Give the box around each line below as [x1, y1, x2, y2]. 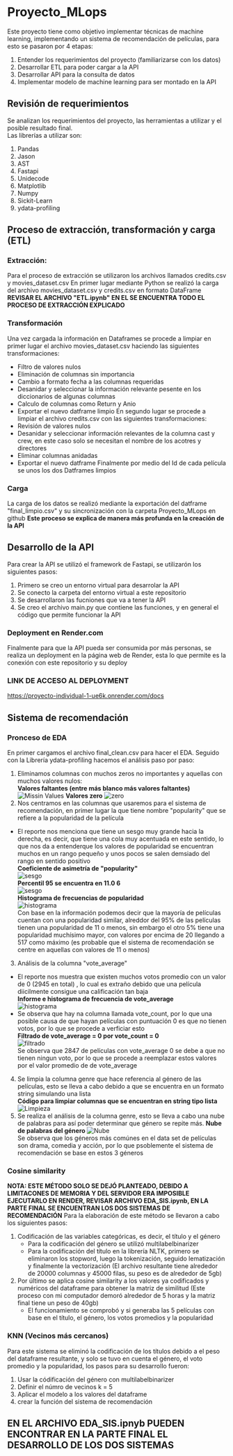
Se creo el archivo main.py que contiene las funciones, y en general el [17, 603, 219, 611]
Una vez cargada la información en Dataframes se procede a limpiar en [7, 334, 211, 342]
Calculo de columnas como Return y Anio [17, 399, 136, 408]
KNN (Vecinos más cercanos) [7, 1331, 109, 1340]
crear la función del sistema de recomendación [17, 1397, 153, 1406]
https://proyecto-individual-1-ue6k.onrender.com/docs [7, 692, 165, 700]
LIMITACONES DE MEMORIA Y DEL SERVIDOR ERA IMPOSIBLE [7, 1189, 190, 1198]
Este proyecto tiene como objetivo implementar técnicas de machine [7, 27, 204, 35]
